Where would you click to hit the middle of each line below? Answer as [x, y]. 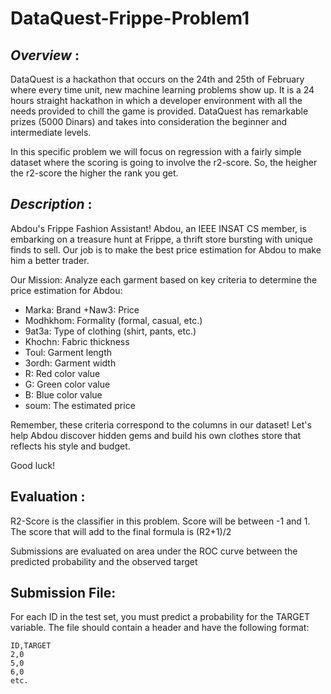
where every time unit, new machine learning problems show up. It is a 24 [162, 90]
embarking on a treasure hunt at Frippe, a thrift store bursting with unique [161, 239]
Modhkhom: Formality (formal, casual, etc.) [113, 320]
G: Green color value [67, 384]
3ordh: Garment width [70, 363]
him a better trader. [50, 260]
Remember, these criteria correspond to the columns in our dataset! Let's [161, 424]
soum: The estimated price [80, 405]
